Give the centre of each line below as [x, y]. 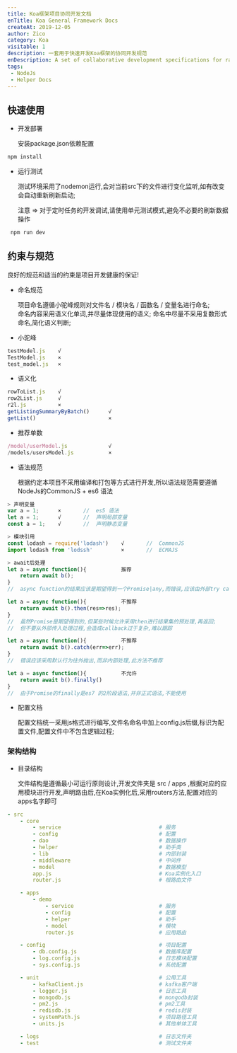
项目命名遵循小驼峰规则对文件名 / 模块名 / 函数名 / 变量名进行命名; [114, 304]
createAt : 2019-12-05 [39, 27]
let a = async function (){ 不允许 [72, 673]
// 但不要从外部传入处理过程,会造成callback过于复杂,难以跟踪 [90, 628]
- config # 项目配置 [103, 945]
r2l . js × [34, 405]
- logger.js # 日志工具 [110, 991]
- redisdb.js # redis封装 [112, 1011]
